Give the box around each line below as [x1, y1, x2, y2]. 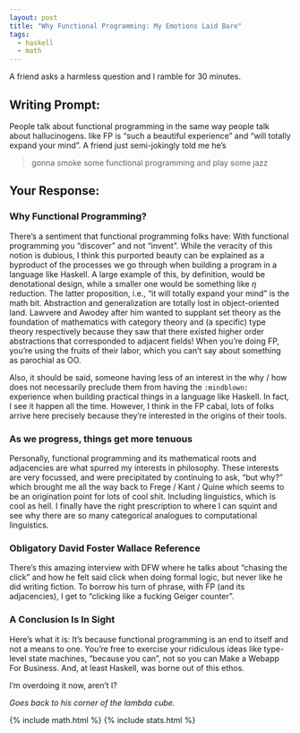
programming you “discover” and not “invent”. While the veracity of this [9, 240, 273, 251]
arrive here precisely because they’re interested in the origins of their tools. [9, 410, 287, 421]
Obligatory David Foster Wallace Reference [9, 542, 201, 554]
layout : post [9, 13, 58, 22]
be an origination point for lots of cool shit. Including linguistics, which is [9, 491, 276, 502]
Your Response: [9, 183, 100, 198]
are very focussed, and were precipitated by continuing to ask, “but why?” [9, 472, 284, 483]
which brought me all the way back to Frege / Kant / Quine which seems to [9, 481, 285, 492]
